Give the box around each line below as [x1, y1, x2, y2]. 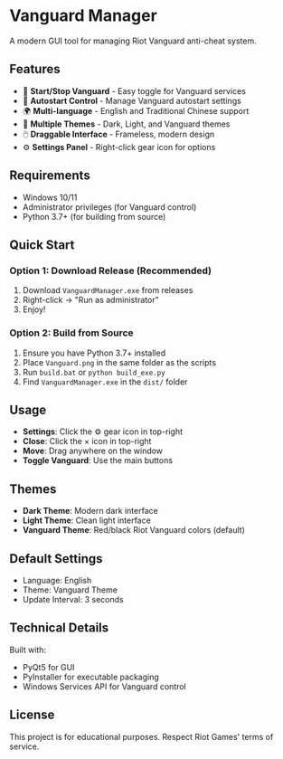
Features [9, 62, 61, 77]
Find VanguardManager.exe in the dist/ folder [22, 376, 188, 387]
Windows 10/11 [22, 192, 78, 203]
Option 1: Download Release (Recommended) [9, 264, 212, 277]
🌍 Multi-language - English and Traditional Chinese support [22, 105, 250, 116]
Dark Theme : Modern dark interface [22, 506, 158, 517]
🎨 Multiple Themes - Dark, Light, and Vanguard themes [22, 119, 231, 129]
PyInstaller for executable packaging [22, 671, 160, 682]
